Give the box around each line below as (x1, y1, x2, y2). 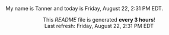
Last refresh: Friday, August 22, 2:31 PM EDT (44, 23, 154, 29)
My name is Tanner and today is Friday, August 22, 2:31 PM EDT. (5, 5, 164, 12)
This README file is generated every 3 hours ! (43, 16, 155, 23)
